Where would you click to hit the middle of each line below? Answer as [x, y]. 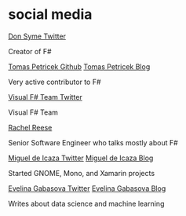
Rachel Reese [30, 127]
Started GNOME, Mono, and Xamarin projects [82, 173]
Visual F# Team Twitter [45, 97]
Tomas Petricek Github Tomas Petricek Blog [79, 66]
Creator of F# [30, 51]
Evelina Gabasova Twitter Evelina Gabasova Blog [87, 188]
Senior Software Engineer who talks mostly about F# [93, 142]
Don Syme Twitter [37, 36]
